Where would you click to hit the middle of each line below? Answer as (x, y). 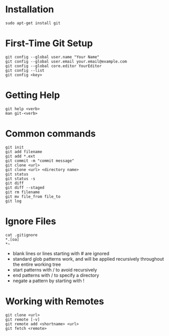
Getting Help (33, 95)
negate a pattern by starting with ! (48, 281)
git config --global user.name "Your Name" (52, 57)
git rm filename (23, 192)
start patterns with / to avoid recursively (55, 269)
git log (14, 201)
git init (15, 147)
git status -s (20, 178)
